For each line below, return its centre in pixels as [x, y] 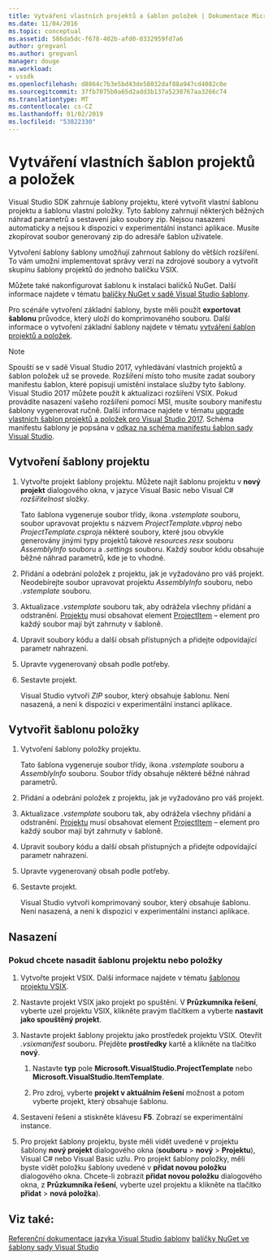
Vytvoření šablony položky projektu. [80, 749]
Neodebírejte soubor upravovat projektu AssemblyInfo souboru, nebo [136, 582]
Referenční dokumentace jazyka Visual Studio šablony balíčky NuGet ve [129, 1238]
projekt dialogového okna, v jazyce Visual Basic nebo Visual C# [127, 490]
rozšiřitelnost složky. [54, 499]
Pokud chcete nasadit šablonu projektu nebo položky [116, 960]
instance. [35, 1126]
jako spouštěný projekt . [61, 1020]
